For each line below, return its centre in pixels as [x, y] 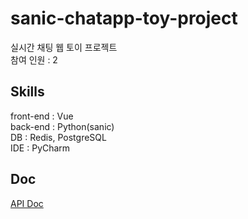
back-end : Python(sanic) [62, 126]
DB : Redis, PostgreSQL [58, 137]
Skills [27, 92]
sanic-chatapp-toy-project [124, 18]
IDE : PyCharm [40, 148]
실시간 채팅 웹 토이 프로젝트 [64, 47]
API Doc [27, 203]
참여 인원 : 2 [34, 59]
